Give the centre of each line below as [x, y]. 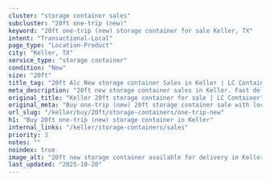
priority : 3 [28, 135]
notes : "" [25, 142]
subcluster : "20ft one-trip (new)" [68, 23]
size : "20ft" [30, 75]
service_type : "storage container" [68, 61]
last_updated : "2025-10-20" [55, 165]
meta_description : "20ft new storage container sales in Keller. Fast [129, 90]
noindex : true [32, 150]
